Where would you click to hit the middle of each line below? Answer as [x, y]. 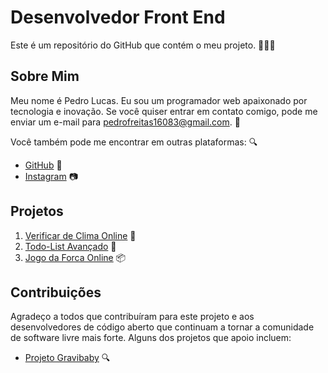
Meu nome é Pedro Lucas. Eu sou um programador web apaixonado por [159, 100]
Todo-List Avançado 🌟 [70, 246]
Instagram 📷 [51, 176]
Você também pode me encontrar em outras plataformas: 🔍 [134, 142]
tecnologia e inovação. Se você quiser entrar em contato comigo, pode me [164, 111]
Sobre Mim [45, 76]
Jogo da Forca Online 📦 [75, 257]
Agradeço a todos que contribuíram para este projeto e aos [132, 317]
